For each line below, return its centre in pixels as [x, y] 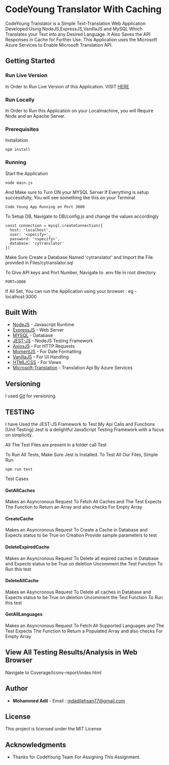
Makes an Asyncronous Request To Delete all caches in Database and [78, 592]
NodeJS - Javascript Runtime [43, 325]
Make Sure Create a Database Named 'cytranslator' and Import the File [79, 257]
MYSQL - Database [33, 336]
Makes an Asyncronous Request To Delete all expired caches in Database [82, 558]
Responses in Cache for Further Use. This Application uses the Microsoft [81, 40]
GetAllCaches [20, 490]
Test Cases [17, 479]
